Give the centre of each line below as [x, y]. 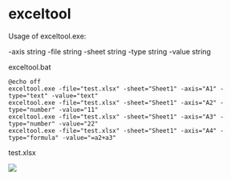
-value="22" [79, 124]
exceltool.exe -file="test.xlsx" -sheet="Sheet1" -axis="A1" [113, 89]
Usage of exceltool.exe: [47, 36]
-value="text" [75, 96]
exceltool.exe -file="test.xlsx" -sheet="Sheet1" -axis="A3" [113, 117]
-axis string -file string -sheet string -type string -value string [109, 51]
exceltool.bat [30, 67]
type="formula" [34, 138]
